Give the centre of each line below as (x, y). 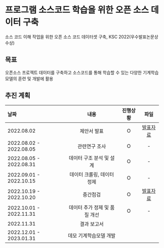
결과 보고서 (92, 224)
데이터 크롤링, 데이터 (92, 174)
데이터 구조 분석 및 (89, 158)
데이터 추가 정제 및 (89, 207)
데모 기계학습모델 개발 (92, 235)
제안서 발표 (92, 131)
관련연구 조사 (92, 146)
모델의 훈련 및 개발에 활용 (29, 78)
